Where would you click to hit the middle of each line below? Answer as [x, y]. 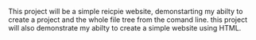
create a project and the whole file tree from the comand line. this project [128, 20]
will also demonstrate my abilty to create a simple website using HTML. [125, 28]
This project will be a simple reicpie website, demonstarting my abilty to [126, 11]
